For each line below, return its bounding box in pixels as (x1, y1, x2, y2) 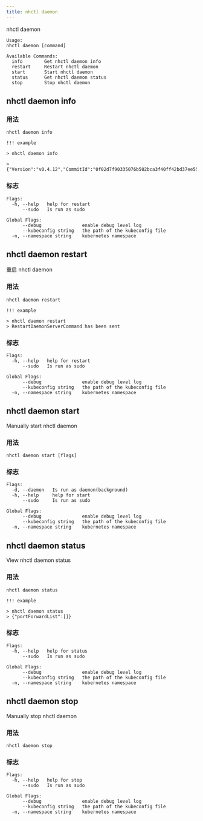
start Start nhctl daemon (11, 69, 94, 75)
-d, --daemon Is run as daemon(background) (11, 487, 129, 493)
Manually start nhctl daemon (6, 422, 77, 429)
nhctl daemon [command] (6, 42, 66, 48)
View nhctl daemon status (6, 556, 71, 564)
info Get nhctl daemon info (11, 58, 101, 64)
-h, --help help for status (11, 648, 88, 654)
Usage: (6, 37, 23, 43)
